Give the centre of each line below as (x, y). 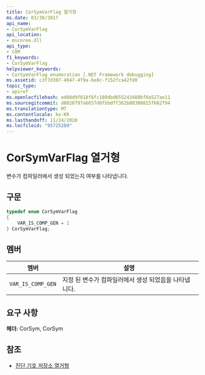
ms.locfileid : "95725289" (39, 126)
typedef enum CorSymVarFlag (42, 212)
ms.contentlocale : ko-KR (38, 114)
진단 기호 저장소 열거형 (42, 365)
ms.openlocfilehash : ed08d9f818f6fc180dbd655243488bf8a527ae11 (88, 97)
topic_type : (21, 86)
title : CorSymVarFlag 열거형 (41, 12)
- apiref (17, 92)
